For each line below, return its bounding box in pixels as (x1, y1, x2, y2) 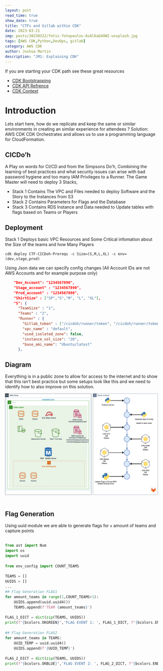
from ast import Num (5, 543, 47, 548)
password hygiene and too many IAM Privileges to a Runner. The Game (5, 174, 147, 180)
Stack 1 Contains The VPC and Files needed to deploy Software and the (12, 189, 155, 194)
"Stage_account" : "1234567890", (14, 285, 81, 290)
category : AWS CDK (5, 44, 42, 49)
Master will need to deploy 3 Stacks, (5, 179, 78, 185)
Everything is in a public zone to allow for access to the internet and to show (5, 373, 158, 380)
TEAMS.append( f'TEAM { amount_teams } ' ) (14, 605, 92, 610)
